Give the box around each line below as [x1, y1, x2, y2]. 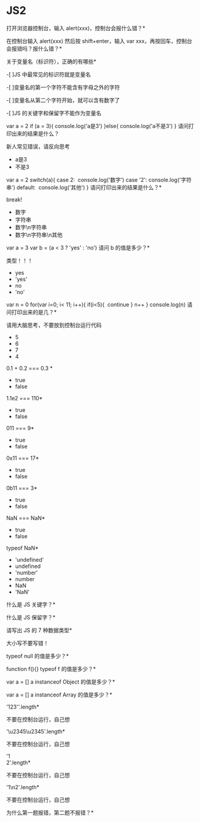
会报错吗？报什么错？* [6, 45, 62, 52]
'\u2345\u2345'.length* [6, 727, 65, 735]
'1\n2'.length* [6, 783, 40, 790]
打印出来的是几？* [11, 308, 57, 315]
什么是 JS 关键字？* [6, 601, 56, 608]
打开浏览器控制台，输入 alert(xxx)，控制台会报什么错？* [6, 24, 146, 32]
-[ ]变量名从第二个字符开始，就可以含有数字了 [6, 96, 120, 104]
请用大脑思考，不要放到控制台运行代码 [6, 321, 102, 328]
